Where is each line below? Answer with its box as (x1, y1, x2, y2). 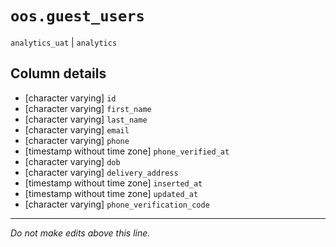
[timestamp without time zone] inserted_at (24, 177, 203, 189)
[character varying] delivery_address (24, 166, 179, 178)
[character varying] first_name (24, 102, 152, 114)
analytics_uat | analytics (10, 36, 118, 48)
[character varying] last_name (24, 113, 148, 125)
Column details (10, 65, 107, 82)
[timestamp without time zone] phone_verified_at (24, 145, 230, 157)
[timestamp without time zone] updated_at (24, 187, 199, 199)
